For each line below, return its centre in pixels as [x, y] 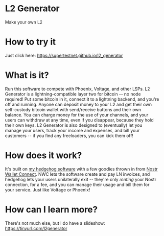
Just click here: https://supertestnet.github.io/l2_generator [64, 55]
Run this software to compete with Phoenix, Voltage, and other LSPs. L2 [78, 89]
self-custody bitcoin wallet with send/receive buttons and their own [73, 109]
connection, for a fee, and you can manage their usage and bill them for [77, 185]
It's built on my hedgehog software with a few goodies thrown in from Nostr [82, 169]
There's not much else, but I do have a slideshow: [55, 223]
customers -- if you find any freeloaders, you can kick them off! [69, 136]
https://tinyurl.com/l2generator [36, 228]
